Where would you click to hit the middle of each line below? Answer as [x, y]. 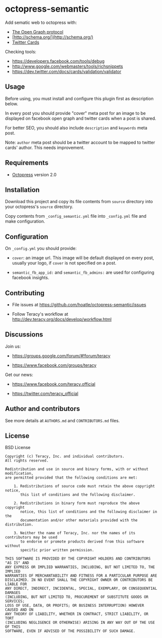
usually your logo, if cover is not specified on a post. [64, 263]
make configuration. [25, 221]
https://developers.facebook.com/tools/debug [58, 61]
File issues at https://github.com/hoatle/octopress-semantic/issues [79, 305]
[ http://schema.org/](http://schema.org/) [53, 37]
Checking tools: [21, 52]
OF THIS [13, 627]
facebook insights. [31, 278]
